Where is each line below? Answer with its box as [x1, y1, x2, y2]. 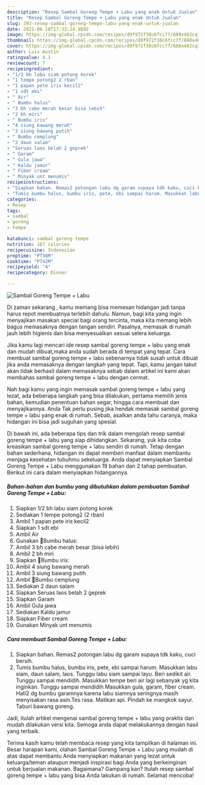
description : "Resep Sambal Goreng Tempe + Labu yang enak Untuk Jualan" [7, 9, 198, 15]
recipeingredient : [7, 65, 54, 72]
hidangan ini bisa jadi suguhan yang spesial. [7, 418, 117, 425]
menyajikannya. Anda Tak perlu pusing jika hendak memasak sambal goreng [7, 405, 199, 412]
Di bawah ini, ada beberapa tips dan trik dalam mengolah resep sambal [7, 430, 185, 437]
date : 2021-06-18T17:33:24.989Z [7, 26, 89, 32]
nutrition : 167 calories [7, 241, 70, 247]
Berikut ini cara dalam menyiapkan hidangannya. [7, 469, 129, 476]
